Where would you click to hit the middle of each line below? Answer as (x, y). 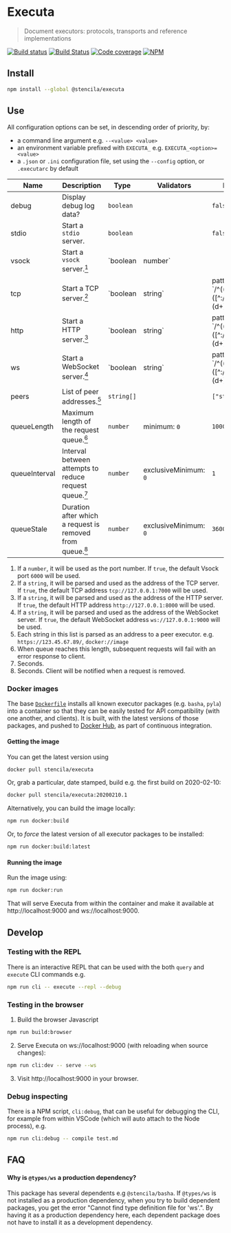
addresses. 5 (81, 401)
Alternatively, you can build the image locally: (71, 808)
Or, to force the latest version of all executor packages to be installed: (106, 834)
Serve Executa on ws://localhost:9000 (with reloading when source (112, 1045)
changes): (31, 1053)
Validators (174, 185)
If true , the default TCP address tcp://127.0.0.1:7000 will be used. (112, 590)
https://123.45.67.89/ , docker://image (73, 642)
